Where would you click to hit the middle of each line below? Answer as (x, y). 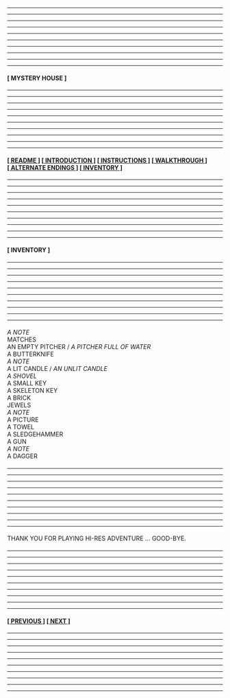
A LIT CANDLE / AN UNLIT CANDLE (57, 369)
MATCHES (22, 339)
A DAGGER (22, 456)
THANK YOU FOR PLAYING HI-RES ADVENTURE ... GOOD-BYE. (97, 538)
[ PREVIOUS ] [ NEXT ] (39, 621)
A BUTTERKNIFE (31, 354)
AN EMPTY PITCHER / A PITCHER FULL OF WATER (79, 347)
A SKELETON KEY (33, 391)
